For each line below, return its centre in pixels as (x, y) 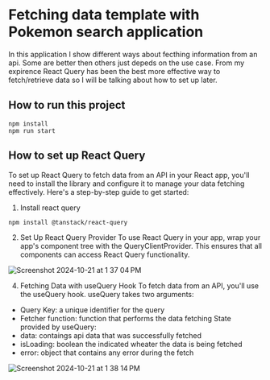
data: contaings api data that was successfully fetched (111, 335)
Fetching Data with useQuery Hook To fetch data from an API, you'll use (139, 285)
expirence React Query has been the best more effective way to (114, 71)
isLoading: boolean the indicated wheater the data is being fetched (131, 344)
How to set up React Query (77, 156)
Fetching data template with (104, 15)
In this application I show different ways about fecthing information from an (133, 54)
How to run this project (67, 105)
